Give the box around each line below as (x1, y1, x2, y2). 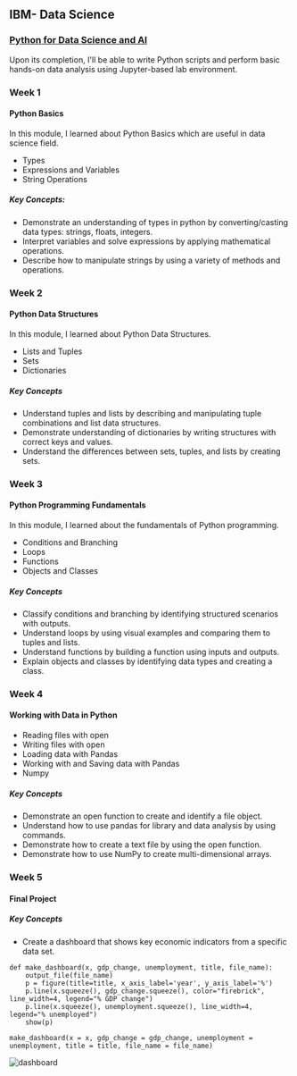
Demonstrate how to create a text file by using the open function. (21, 839, 262, 850)
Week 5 (9, 870, 43, 883)
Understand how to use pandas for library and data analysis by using (21, 820, 276, 831)
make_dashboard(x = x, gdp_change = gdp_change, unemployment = (9, 1033, 253, 1042)
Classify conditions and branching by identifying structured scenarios (21, 608, 279, 619)
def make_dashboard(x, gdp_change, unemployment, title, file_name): (9, 963, 274, 972)
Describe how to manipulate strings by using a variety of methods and (21, 255, 281, 265)
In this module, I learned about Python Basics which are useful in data (9, 128, 266, 139)
